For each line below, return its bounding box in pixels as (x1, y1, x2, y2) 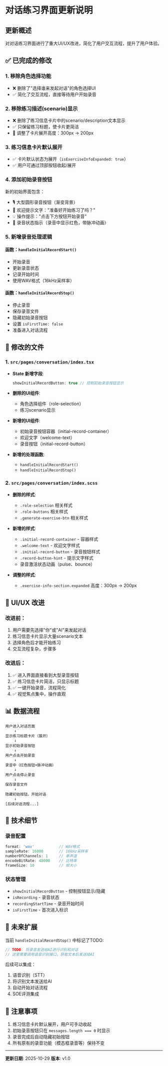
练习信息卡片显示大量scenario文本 (12, 633, 83, 639)
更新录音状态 (12, 265, 39, 271)
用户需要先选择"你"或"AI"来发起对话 (12, 627, 86, 633)
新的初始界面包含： (5, 189, 45, 195)
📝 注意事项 (5, 1007, 37, 1015)
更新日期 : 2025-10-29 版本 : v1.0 (5, 1055, 71, 1061)
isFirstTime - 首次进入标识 (12, 907, 68, 913)
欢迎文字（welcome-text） (19, 435, 75, 441)
